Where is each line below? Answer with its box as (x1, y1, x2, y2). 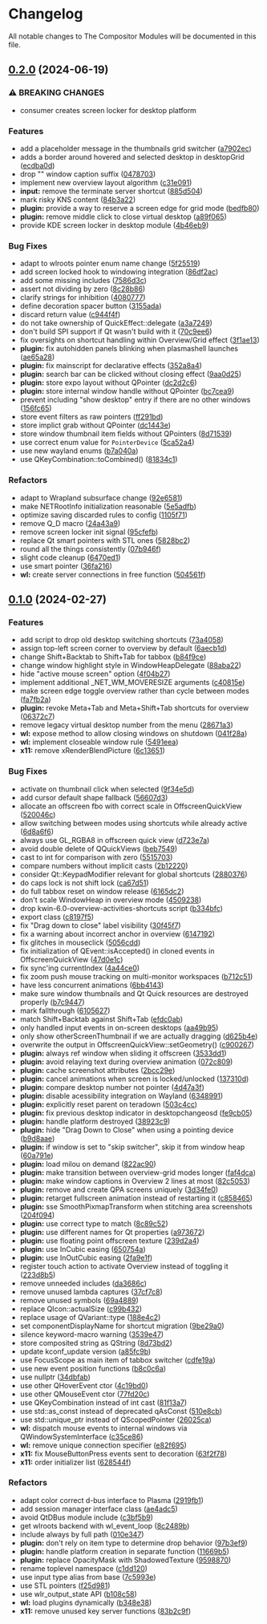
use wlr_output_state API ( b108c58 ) (19, 1589, 138, 1598)
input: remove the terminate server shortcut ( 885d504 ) (19, 186, 203, 196)
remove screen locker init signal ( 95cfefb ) (19, 527, 159, 537)
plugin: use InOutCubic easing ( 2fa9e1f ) (19, 1253, 153, 1262)
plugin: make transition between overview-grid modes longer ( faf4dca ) (19, 1168, 257, 1177)
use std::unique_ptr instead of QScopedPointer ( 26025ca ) (19, 1415, 212, 1424)
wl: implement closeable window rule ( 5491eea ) (19, 737, 179, 747)
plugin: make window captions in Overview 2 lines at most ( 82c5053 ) (19, 1176, 251, 1185)
